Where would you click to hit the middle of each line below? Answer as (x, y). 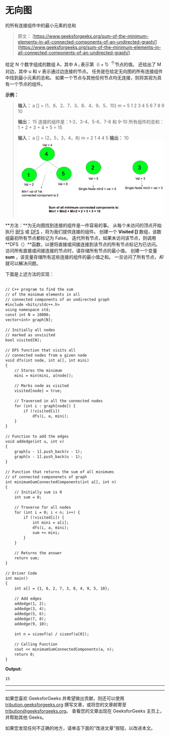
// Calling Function (36, 644)
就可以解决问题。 (23, 264)
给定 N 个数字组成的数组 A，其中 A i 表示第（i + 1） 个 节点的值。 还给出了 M (83, 64)
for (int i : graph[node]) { (45, 406)
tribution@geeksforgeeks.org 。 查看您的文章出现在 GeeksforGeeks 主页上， (85, 711)
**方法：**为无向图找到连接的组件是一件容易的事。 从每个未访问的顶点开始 (83, 226)
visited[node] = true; (38, 391)
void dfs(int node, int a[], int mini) (47, 360)
